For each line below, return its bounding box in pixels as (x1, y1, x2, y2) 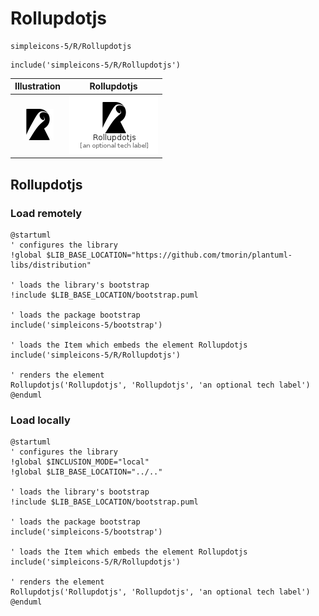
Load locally (10, 413, 71, 427)
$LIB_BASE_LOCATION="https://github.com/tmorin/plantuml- (46, 250, 293, 260)
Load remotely (10, 206, 83, 220)
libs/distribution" (10, 260, 92, 270)
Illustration (14, 80, 62, 92)
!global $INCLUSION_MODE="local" (10, 457, 150, 467)
